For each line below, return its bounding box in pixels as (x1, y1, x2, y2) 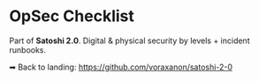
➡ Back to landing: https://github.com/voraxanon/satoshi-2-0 (9, 62, 232, 72)
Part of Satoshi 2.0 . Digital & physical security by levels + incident (9, 35, 250, 46)
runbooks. (9, 44, 47, 55)
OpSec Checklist (9, 6, 134, 26)
